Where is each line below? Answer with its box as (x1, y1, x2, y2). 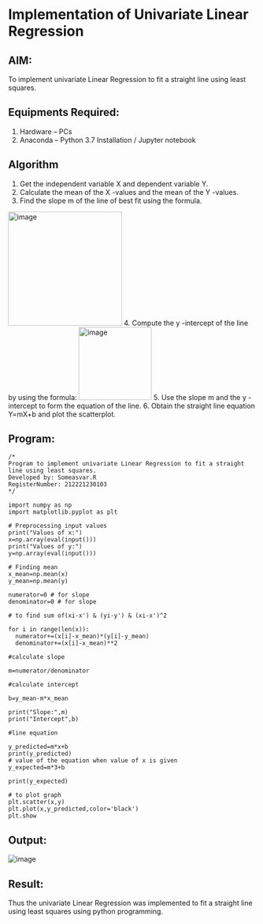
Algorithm (8, 158, 59, 171)
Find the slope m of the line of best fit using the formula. (19, 196, 202, 205)
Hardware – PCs (19, 126, 72, 136)
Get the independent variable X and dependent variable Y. (19, 179, 209, 189)
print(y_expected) (8, 777, 69, 786)
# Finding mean (8, 563, 58, 571)
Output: (8, 833, 47, 847)
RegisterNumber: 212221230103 (8, 481, 108, 488)
